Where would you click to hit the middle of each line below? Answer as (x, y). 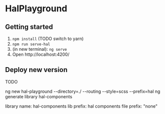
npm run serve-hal (31, 44)
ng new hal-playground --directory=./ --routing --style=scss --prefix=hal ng (83, 91)
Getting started (29, 27)
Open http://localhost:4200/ (41, 54)
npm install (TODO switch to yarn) (48, 38)
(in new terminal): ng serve (40, 49)
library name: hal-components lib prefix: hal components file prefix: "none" (82, 106)
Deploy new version (36, 70)
